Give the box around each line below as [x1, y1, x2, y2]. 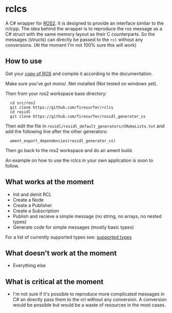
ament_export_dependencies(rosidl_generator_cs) [10, 138, 116, 143]
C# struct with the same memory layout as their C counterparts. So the [5, 31, 155, 37]
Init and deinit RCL [12, 191, 52, 197]
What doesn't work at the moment [5, 249, 117, 257]
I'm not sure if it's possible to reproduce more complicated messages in [12, 291, 165, 297]
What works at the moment [5, 178, 94, 187]
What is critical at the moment [5, 277, 104, 286]
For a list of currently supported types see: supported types [5, 234, 132, 240]
